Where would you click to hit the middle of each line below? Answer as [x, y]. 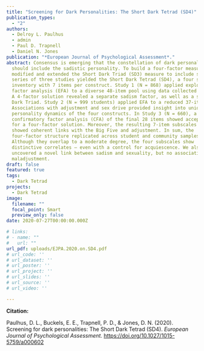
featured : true [25, 170]
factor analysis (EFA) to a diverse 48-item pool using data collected [104, 91]
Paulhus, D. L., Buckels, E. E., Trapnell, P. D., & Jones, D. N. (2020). [90, 322]
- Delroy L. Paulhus [38, 35]
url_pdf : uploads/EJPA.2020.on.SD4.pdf [57, 249]
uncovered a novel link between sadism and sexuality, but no [92, 153]
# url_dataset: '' [29, 260]
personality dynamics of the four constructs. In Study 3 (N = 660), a [104, 114]
